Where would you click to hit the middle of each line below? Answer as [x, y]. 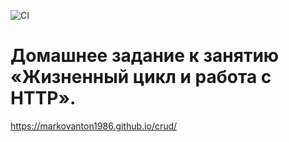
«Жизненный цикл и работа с [141, 77]
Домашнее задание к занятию [145, 56]
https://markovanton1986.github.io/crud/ [94, 126]
